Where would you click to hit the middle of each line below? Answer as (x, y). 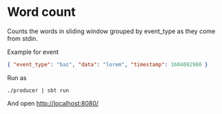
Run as (17, 77)
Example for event (33, 52)
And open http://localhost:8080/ (53, 103)
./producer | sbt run (38, 91)
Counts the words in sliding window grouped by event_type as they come (111, 31)
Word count (41, 12)
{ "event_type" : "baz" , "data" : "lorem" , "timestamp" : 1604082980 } (108, 64)
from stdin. (22, 38)
